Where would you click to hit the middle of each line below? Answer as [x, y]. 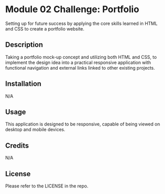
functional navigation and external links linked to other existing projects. [80, 68]
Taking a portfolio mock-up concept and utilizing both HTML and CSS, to [81, 57]
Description [24, 45]
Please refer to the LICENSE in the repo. [47, 186]
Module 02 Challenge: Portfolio [72, 9]
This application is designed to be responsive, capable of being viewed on [83, 124]
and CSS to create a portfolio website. [45, 28]
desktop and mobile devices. [35, 130]
